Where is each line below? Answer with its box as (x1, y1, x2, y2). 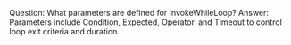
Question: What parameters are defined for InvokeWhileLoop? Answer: (9, 8, 270, 18)
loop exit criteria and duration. (9, 26, 121, 36)
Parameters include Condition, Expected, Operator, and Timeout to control (9, 17, 283, 27)
